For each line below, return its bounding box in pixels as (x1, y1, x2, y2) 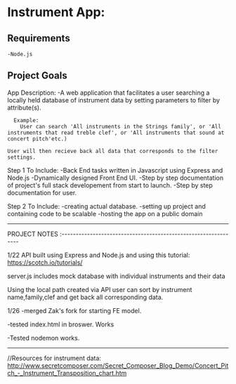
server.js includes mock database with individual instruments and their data (7, 272, 226, 280)
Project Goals (7, 69, 68, 81)
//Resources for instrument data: (7, 354, 102, 362)
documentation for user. (7, 188, 77, 197)
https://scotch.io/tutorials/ (7, 258, 83, 267)
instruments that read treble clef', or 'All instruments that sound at (7, 129, 225, 136)
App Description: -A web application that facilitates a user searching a (7, 88, 210, 97)
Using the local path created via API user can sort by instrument (7, 285, 192, 293)
